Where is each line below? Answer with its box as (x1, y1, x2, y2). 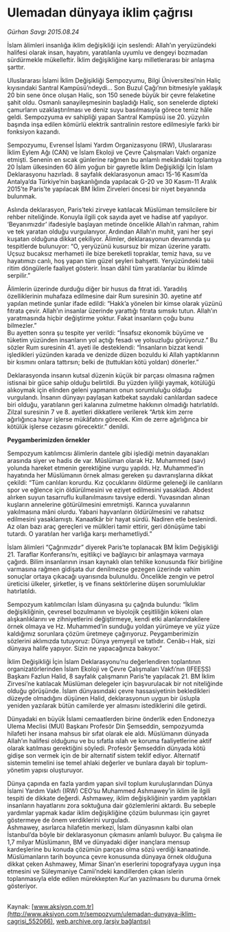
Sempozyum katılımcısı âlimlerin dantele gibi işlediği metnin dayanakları (7, 449, 209, 457)
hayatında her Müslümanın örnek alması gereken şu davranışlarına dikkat (7, 470, 214, 479)
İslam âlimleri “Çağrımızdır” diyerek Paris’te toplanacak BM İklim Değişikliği (7, 543, 219, 551)
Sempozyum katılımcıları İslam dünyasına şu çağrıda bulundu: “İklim (7, 600, 199, 608)
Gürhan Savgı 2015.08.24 (7, 28, 80, 36)
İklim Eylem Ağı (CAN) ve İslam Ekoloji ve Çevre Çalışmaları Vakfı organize (7, 148, 216, 156)
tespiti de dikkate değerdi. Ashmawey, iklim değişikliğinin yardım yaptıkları (7, 794, 217, 802)
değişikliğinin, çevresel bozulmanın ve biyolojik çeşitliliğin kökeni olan (7, 608, 203, 616)
